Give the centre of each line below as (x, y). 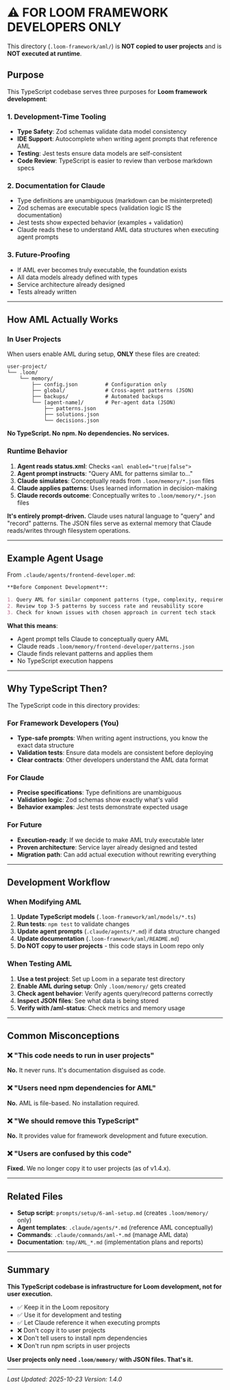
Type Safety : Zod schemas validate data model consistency (102, 132)
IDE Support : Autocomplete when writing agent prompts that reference (117, 139)
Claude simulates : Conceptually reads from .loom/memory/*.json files (115, 481)
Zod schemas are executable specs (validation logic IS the (99, 208)
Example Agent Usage (55, 559)
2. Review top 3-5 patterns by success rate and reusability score (105, 606)
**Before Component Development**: (58, 588)
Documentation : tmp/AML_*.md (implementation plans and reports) (110, 1242)
